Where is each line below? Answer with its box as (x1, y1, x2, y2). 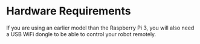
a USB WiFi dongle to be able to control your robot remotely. (6, 30, 156, 37)
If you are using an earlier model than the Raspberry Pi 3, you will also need (6, 24, 195, 31)
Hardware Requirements (6, 4, 131, 18)
